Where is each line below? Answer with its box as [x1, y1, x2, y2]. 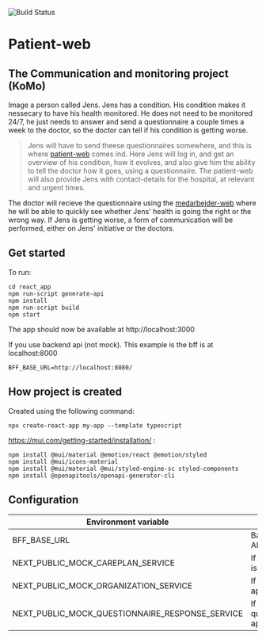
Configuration [8, 493, 79, 507]
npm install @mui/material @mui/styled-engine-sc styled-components [8, 465, 239, 473]
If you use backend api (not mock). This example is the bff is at [8, 339, 214, 349]
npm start [8, 310, 41, 319]
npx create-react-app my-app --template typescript [8, 421, 182, 430]
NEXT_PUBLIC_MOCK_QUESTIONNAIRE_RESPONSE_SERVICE [12, 608, 244, 619]
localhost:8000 [8, 348, 58, 358]
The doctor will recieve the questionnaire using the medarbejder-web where [8, 198, 256, 208]
